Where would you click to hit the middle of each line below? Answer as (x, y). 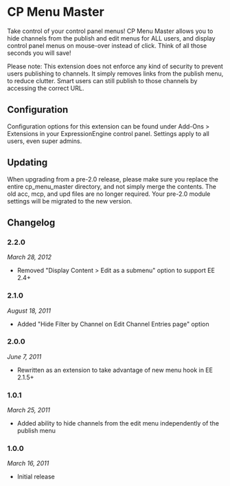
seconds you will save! (39, 53)
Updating (27, 163)
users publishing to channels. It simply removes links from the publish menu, (115, 74)
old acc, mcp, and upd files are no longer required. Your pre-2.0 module (109, 194)
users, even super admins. (45, 141)
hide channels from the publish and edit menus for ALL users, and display (111, 38)
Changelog (31, 222)
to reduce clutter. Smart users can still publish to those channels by (102, 80)
